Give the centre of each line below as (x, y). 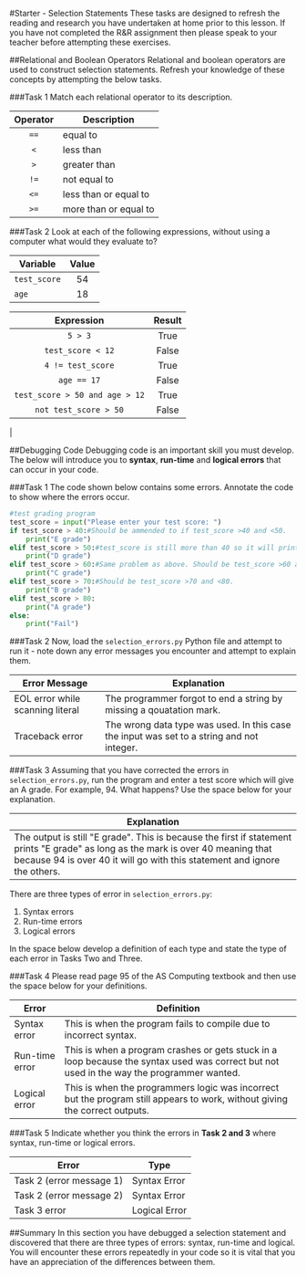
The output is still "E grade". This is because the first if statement (153, 837)
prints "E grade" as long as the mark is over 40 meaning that (143, 849)
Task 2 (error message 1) (69, 1181)
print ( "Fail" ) (52, 624)
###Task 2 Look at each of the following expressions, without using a (140, 231)
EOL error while (47, 699)
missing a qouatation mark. (163, 710)
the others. (37, 872)
